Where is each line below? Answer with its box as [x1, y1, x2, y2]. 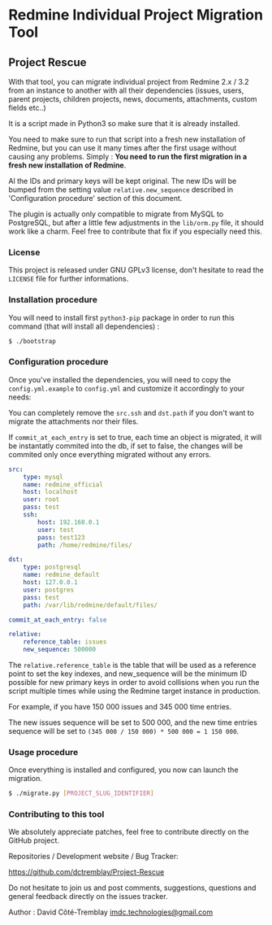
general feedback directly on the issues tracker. [8, 892, 168, 901]
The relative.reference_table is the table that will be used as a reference [8, 661, 257, 670]
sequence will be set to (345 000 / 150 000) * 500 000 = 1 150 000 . [8, 726, 240, 736]
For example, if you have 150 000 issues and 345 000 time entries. [8, 702, 232, 712]
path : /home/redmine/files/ [37, 541, 132, 549]
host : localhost [23, 488, 79, 496]
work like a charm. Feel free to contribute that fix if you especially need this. [8, 226, 262, 236]
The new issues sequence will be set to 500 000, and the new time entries [8, 718, 257, 727]
